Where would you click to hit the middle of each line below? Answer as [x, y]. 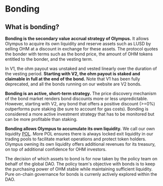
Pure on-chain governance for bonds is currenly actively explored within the [81, 174]
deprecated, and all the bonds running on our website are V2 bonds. [73, 84]
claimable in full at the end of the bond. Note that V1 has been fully [73, 79]
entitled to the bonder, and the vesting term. [49, 59]
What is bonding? [32, 27]
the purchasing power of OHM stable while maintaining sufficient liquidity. [79, 169]
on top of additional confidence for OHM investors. [56, 149]
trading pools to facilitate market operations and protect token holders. [76, 139]
